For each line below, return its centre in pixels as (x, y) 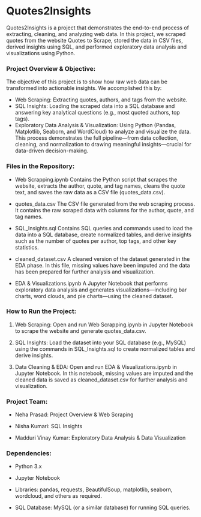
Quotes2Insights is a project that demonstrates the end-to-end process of (97, 28)
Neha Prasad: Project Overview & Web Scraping (74, 414)
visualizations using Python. (41, 53)
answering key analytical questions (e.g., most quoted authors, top (97, 113)
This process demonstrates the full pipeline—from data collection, (97, 138)
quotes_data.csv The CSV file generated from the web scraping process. (105, 204)
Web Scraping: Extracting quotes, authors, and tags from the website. (101, 100)
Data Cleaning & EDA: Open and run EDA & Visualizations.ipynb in (96, 366)
